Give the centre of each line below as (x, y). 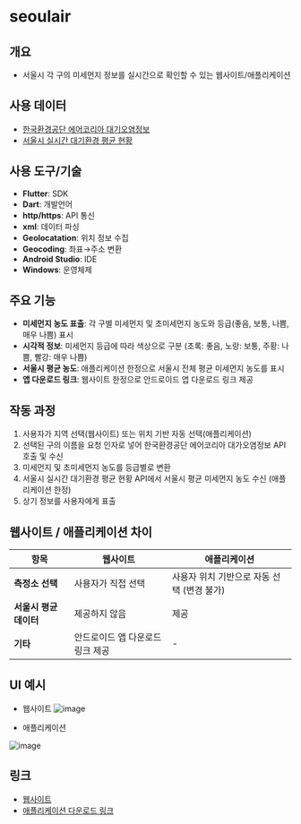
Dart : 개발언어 (47, 204)
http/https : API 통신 (59, 215)
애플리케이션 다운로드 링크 (68, 810)
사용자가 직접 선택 (110, 584)
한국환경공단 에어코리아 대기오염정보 (86, 129)
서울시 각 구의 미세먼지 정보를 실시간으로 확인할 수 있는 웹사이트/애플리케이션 (156, 75)
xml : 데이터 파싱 (51, 227)
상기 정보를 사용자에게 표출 (69, 501)
